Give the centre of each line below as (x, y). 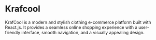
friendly (13, 32)
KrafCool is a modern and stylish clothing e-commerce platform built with (78, 22)
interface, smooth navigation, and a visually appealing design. (83, 32)
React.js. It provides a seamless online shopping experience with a (71, 27)
